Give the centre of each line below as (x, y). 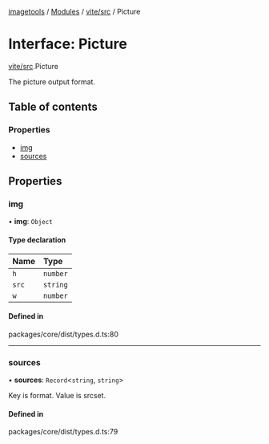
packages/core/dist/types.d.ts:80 (63, 334)
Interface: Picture (68, 44)
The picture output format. (52, 81)
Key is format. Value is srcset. (57, 396)
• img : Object (31, 222)
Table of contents (53, 107)
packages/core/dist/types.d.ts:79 (63, 432)
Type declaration (37, 239)
